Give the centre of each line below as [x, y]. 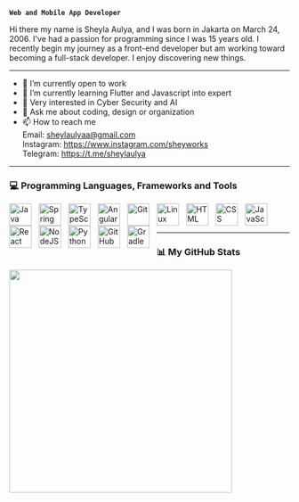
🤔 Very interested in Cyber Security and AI [100, 102]
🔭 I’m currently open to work [74, 83]
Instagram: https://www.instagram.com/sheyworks [115, 144]
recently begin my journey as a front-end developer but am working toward [147, 48]
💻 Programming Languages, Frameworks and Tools [123, 185]
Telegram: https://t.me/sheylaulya [84, 153]
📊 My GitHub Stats [199, 251]
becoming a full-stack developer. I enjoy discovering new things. [128, 58]
